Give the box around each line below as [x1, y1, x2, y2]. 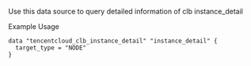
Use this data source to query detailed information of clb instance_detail [8, 7, 244, 16]
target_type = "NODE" [15, 44, 87, 52]
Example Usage [8, 22, 59, 31]
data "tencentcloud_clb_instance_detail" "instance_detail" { [8, 37, 218, 45]
